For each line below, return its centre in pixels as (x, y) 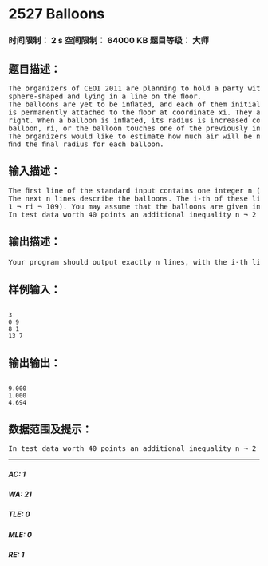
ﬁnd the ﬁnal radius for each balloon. (86, 144)
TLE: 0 (19, 514)
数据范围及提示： (50, 429)
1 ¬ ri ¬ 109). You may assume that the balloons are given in (134, 206)
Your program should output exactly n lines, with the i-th (128, 262)
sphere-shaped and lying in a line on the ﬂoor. (105, 96)
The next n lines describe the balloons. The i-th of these (128, 198)
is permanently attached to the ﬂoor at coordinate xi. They (130, 112)
